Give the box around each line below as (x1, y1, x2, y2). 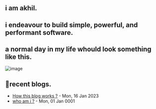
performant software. (5, 28, 73, 37)
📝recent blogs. (5, 80, 52, 88)
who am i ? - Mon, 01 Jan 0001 (12, 98, 75, 104)
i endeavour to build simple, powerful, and (5, 21, 138, 29)
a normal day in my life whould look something (5, 45, 152, 53)
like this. (5, 53, 32, 61)
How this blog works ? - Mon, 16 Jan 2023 (12, 93, 99, 99)
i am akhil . (5, 4, 37, 12)
